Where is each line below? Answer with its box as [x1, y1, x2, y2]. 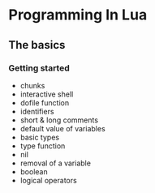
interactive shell [19, 89, 74, 99]
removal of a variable [19, 158, 92, 168]
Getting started [8, 62, 71, 74]
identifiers [19, 106, 54, 116]
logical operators [19, 175, 77, 185]
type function [19, 140, 66, 151]
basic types [19, 132, 59, 142]
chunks [19, 80, 45, 90]
